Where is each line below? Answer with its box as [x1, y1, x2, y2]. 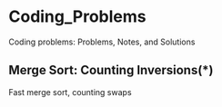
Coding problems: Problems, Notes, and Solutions [8, 36, 196, 47]
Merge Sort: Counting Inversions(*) [8, 63, 215, 78]
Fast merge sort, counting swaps [8, 86, 133, 97]
